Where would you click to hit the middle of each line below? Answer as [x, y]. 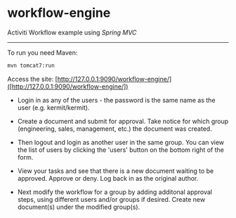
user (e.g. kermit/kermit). [53, 108]
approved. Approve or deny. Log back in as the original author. [108, 178]
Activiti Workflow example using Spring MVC [72, 32]
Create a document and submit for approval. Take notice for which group [123, 121]
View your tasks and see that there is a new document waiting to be [116, 171]
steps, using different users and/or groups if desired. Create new [111, 199]
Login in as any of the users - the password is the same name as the [116, 100]
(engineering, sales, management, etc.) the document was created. [114, 129]
